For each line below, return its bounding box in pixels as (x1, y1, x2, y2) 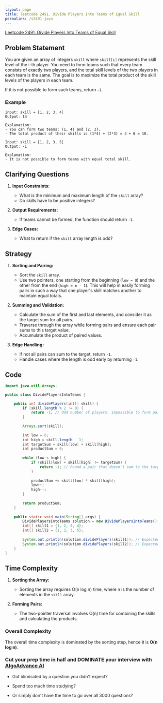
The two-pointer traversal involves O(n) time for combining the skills (19, 610, 156, 617)
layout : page (5, 7, 32, 12)
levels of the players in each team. (5, 78, 74, 83)
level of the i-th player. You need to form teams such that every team (5, 62, 143, 68)
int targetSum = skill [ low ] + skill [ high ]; (22, 442, 112, 447)
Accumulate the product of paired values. (19, 332, 103, 338)
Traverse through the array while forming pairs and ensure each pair (19, 322, 156, 328)
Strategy (5, 250, 32, 258)
